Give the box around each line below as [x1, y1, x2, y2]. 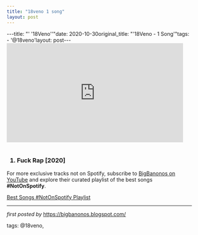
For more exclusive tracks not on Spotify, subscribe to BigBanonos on [6, 170, 176, 177]
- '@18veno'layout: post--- [6, 36, 71, 43]
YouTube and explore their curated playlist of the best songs [6, 176, 153, 183]
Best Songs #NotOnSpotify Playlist [6, 193, 90, 200]
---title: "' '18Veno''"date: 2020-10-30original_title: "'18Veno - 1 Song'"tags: [6, 30, 190, 37]
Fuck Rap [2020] [16, 156, 66, 164]
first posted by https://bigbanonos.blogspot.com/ [6, 210, 126, 217]
